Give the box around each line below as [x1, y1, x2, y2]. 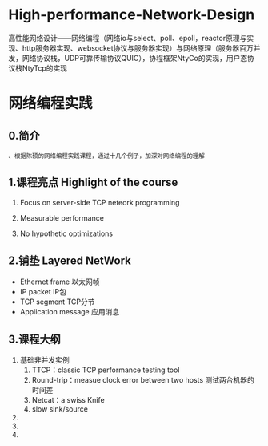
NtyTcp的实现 [22, 63, 68, 73]
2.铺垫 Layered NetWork [8, 254, 132, 268]
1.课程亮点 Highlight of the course [8, 176, 178, 189]
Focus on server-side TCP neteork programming [19, 197, 180, 207]
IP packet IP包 [19, 286, 66, 296]
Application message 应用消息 [19, 306, 120, 316]
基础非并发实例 [19, 355, 70, 365]
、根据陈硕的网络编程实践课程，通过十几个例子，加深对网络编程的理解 [8, 152, 206, 160]
